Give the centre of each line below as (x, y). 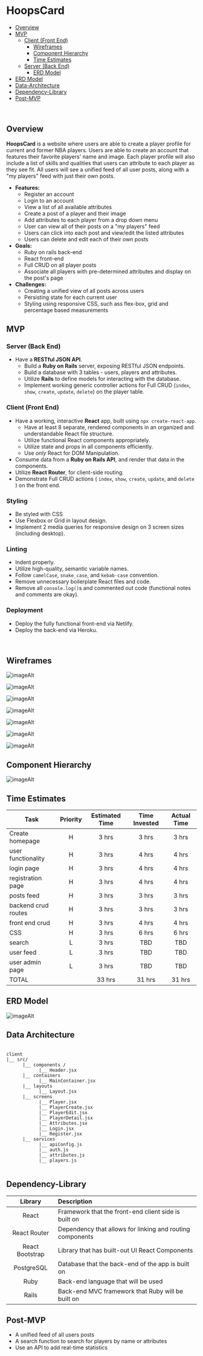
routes (18, 913)
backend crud (29, 905)
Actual (181, 816)
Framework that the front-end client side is (119, 1212)
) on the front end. (37, 485)
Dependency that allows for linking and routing (124, 1229)
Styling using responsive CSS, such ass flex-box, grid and (96, 303)
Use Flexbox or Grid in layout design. (61, 521)
